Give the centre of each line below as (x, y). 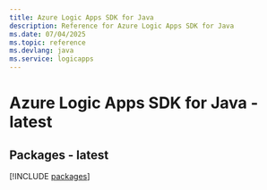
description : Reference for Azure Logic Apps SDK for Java (122, 26)
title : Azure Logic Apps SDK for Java (82, 17)
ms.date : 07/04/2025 (48, 34)
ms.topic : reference (48, 42)
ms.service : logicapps (52, 59)
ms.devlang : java (42, 51)
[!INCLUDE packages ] (50, 176)
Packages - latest (59, 155)
